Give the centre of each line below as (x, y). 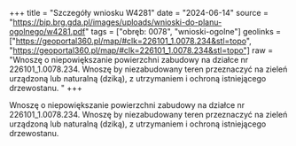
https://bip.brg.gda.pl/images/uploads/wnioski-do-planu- (117, 22)
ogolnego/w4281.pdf (47, 31)
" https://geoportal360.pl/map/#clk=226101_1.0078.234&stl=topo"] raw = (141, 50)
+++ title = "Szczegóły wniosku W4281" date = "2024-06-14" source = (139, 13)
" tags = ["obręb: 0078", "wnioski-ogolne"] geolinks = (183, 31)
